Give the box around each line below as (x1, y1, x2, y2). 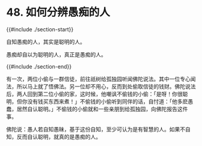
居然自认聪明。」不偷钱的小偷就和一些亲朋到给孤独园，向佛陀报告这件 (16, 105, 188, 112)
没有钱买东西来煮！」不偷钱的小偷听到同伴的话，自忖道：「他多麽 (26, 97, 188, 105)
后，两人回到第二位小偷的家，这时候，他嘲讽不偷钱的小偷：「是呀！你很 (6, 90, 183, 97)
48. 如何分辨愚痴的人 (6, 5, 110, 19)
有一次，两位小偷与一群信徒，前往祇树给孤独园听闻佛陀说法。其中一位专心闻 (6, 75, 196, 82)
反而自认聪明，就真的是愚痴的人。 (16, 133, 101, 140)
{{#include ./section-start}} (6, 25, 74, 33)
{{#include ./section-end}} (6, 62, 72, 70)
